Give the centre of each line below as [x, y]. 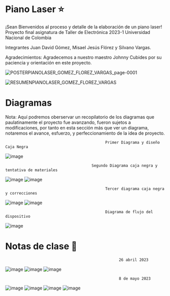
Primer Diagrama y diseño [132, 142]
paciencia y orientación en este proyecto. [49, 62]
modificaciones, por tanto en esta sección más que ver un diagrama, [77, 127]
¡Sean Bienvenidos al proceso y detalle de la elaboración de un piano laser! [84, 27]
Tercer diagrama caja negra [135, 189]
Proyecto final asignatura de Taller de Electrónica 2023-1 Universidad [78, 32]
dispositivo [18, 216]
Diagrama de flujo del [129, 212]
